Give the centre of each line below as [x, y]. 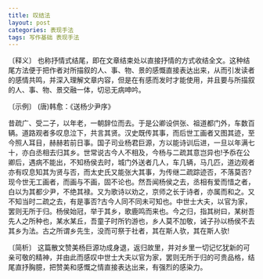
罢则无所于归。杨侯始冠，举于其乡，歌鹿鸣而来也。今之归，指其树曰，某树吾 [131, 212]
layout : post [29, 23]
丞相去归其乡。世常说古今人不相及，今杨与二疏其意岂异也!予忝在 [139, 153]
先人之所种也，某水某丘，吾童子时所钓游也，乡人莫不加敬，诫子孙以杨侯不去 [131, 221]
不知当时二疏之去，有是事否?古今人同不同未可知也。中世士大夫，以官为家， [130, 201]
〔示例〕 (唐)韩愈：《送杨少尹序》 [61, 107]
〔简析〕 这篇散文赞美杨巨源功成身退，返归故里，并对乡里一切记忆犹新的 [126, 248]
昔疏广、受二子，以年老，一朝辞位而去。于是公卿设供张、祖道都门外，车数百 [131, 123]
